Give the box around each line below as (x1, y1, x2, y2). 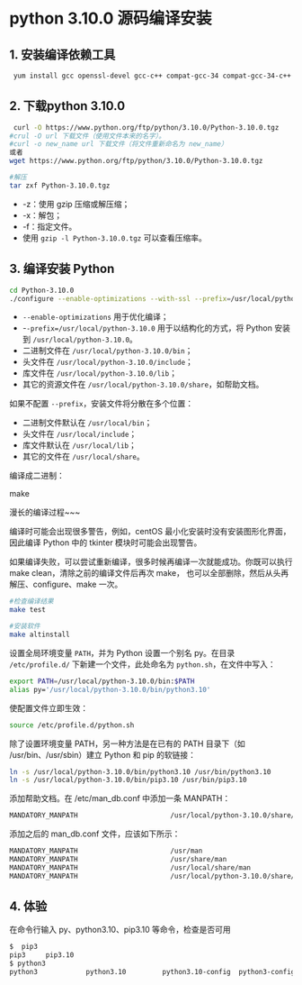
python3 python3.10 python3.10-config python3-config (9, 968, 296, 977)
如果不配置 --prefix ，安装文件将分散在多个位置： (9, 398, 194, 409)
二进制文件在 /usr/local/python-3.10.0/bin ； (22, 345, 193, 356)
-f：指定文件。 (22, 221, 77, 232)
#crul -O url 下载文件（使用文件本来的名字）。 (9, 132, 166, 141)
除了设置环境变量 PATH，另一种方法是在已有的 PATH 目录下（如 (9, 738, 245, 749)
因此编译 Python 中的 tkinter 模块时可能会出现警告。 (9, 537, 202, 548)
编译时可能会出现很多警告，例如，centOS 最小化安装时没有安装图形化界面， (9, 526, 291, 537)
